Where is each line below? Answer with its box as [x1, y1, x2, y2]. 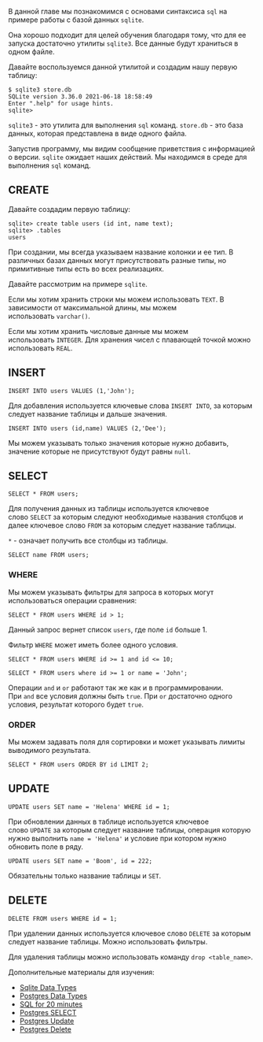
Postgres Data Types [19, 991, 88, 1000]
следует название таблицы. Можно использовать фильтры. [8, 936, 208, 946]
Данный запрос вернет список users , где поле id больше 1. [8, 625, 208, 634]
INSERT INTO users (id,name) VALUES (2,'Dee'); [8, 425, 167, 432]
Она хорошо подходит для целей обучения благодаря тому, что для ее [8, 31, 247, 39]
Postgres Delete [19, 1024, 72, 1034]
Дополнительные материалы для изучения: [8, 967, 155, 977]
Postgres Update [19, 1016, 75, 1025]
